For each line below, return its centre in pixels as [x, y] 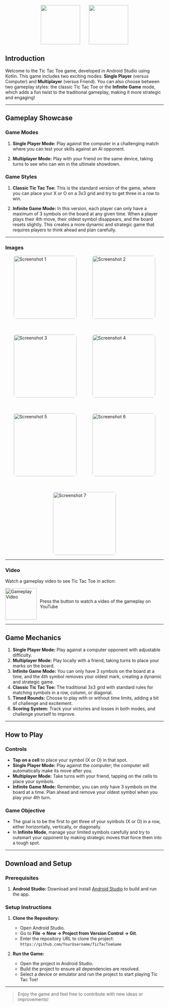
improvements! [33, 999]
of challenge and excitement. [43, 704]
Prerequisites [22, 878]
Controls [16, 749]
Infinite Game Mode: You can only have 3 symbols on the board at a [83, 671]
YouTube [49, 607]
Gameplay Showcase [39, 118]
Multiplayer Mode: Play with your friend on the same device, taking [83, 158]
